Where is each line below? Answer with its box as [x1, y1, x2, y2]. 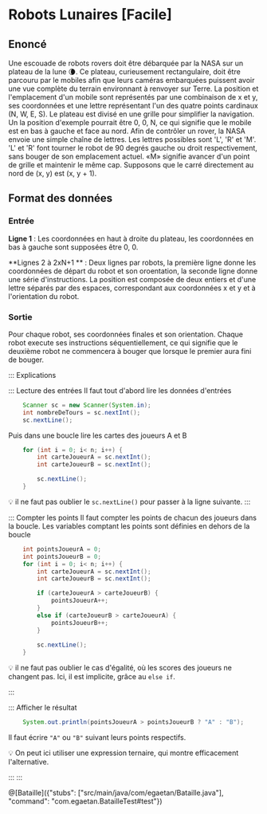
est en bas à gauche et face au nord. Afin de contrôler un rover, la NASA [8, 126, 245, 136]
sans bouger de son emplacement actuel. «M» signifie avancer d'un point [8, 151, 250, 161]
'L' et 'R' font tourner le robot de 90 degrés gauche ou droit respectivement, [8, 144, 257, 152]
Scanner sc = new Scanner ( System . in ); [22, 401, 151, 409]
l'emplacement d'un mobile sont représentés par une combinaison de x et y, [8, 92, 258, 101]
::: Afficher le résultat [8, 703, 77, 713]
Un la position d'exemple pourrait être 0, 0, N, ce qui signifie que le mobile [8, 118, 253, 127]
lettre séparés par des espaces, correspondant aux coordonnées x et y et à [8, 283, 257, 293]
